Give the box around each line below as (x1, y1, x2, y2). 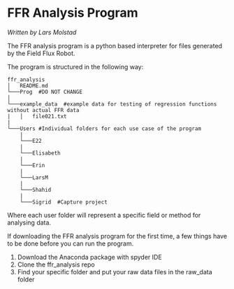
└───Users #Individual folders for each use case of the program (7, 125, 201, 132)
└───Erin (20, 162, 45, 169)
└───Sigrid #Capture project (20, 198, 108, 206)
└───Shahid (20, 186, 52, 193)
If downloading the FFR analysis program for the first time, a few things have (7, 232, 228, 240)
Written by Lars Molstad (7, 28, 77, 36)
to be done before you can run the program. (7, 239, 134, 248)
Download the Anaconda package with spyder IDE (17, 253, 162, 261)
